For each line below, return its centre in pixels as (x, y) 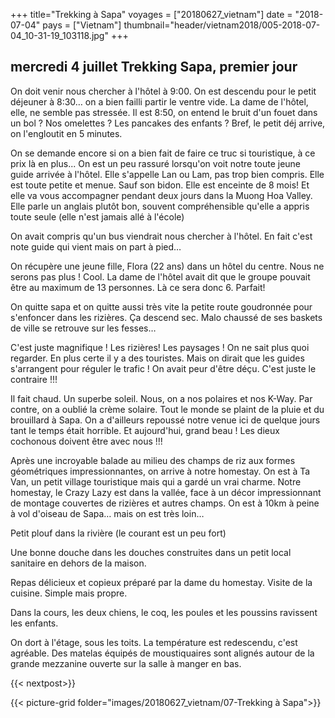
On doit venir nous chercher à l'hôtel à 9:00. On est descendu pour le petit (163, 91)
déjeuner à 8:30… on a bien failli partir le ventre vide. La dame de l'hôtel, (159, 101)
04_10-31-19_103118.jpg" (59, 35)
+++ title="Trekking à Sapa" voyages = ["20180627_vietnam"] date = (151, 14)
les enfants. (34, 623)
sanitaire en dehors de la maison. (78, 563)
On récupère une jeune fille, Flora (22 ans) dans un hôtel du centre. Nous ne (167, 266)
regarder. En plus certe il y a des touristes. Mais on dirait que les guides (157, 358)
